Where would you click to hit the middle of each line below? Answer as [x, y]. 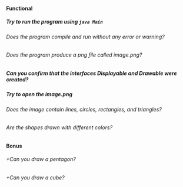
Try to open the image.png [39, 94]
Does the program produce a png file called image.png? [74, 55]
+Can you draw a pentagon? [41, 159]
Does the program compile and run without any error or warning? [85, 37]
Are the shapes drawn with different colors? [59, 127]
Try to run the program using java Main [54, 22]
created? [17, 79]
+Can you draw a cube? [35, 178]
